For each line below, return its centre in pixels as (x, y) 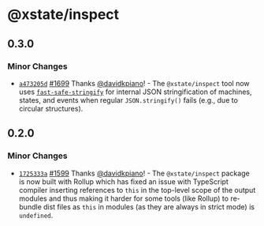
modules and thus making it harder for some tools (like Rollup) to (124, 198)
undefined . (36, 215)
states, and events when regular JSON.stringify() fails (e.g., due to (128, 100)
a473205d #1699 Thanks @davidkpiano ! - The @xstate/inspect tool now (134, 83)
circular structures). (51, 108)
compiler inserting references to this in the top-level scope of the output (137, 190)
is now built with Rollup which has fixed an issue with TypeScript (124, 181)
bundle (30, 206)
